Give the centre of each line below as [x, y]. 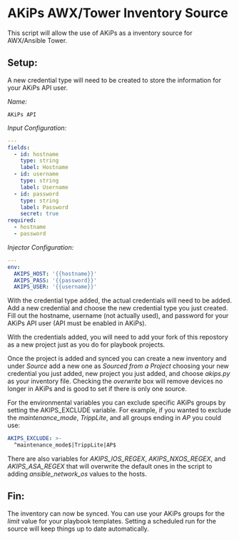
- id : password [36, 194]
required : [22, 220]
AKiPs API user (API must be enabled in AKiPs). [77, 323]
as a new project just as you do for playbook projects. [86, 345]
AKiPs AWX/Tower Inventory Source [118, 13]
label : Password [45, 207]
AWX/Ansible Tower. [37, 40]
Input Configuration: [37, 128]
